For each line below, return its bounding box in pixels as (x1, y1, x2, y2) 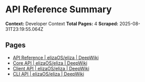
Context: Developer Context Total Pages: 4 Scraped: (5, 20, 119, 27)
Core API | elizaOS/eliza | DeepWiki (12, 60, 88, 66)
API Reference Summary (5, 4, 112, 15)
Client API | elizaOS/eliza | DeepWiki (12, 65, 90, 71)
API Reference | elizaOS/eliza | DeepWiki (12, 54, 99, 60)
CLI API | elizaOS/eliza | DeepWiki (12, 71, 85, 77)
